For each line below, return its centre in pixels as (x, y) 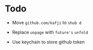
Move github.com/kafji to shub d (47, 22)
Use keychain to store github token (48, 42)
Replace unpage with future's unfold (50, 32)
